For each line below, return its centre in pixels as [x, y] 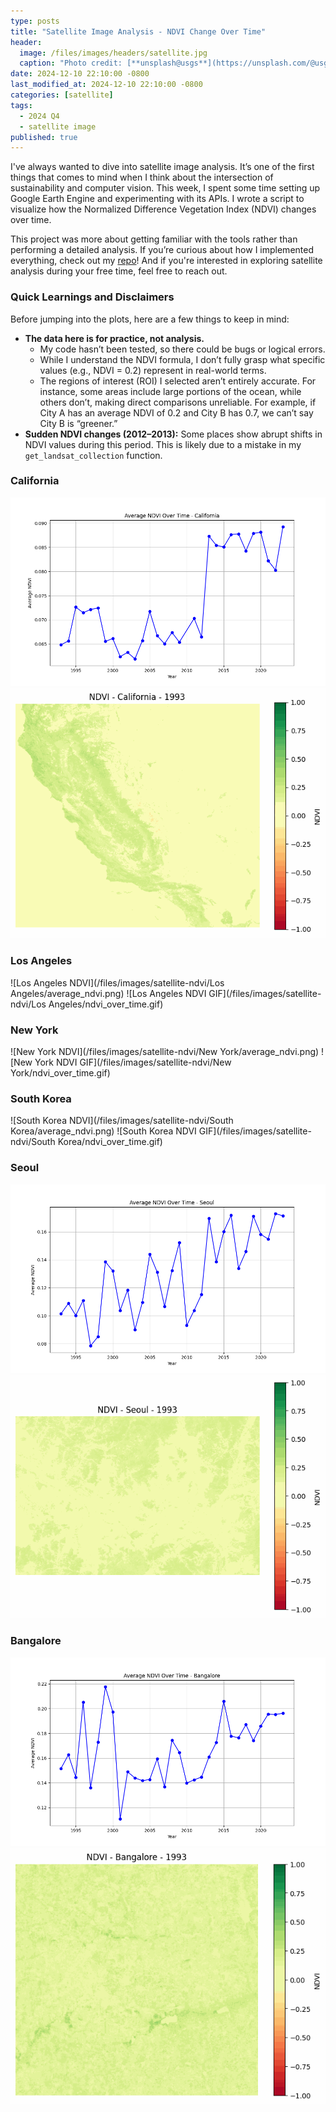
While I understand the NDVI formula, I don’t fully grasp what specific [182, 359]
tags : [21, 105]
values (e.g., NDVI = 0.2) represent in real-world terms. [153, 370]
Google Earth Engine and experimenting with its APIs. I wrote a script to [157, 199]
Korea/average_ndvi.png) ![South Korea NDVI [103, 1131]
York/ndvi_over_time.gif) [60, 1073]
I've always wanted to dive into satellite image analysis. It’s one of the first [162, 167]
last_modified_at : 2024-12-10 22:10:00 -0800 [106, 85]
